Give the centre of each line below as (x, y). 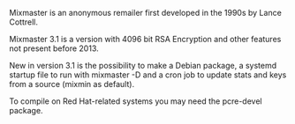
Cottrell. (23, 22)
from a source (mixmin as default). (72, 84)
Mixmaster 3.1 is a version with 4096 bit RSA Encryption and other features (145, 39)
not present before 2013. (54, 48)
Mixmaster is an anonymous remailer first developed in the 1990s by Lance (146, 13)
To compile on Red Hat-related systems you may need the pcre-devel (136, 101)
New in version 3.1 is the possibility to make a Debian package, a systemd (143, 66)
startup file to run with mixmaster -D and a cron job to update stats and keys (148, 75)
